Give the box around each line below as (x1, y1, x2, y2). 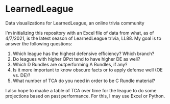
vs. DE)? (12, 72, 31, 78)
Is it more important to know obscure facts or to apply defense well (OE (12, 67, 163, 73)
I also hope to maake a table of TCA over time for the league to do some (5, 87, 157, 93)
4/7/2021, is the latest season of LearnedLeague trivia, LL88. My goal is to (5, 35, 162, 41)
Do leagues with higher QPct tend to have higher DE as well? (12, 56, 140, 62)
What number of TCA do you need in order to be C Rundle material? (12, 77, 156, 84)
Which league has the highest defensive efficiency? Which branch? (12, 50, 155, 57)
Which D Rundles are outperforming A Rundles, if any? (12, 61, 128, 67)
